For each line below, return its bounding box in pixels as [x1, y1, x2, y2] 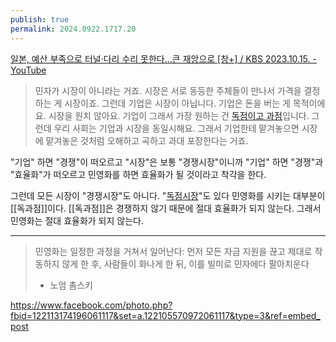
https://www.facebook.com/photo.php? [10, 299, 173, 311]
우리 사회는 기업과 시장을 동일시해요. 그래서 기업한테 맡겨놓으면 [53, 122, 300, 134]
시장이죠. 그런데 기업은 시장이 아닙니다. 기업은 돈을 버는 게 [64, 97, 291, 109]
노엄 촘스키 [49, 279, 93, 291]
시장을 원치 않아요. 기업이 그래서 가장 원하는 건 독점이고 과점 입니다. [48, 109, 310, 121]
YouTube [10, 64, 47, 76]
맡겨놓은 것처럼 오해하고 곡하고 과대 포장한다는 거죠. [45, 134, 249, 146]
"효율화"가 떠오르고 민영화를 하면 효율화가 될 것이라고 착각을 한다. [10, 168, 267, 180]
